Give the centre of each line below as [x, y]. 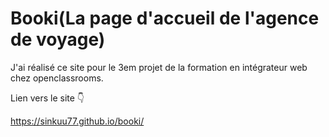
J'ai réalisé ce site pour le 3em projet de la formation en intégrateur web [159, 67]
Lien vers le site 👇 [47, 98]
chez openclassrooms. [57, 78]
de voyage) [58, 39]
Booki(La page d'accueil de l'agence [165, 18]
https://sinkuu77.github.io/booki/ [77, 121]
